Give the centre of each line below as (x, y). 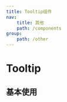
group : (14, 34)
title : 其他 (30, 23)
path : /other (33, 39)
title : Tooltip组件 (29, 12)
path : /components (39, 28)
